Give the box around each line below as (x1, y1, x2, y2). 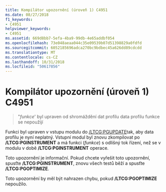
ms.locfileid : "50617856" (5, 64, 60, 69)
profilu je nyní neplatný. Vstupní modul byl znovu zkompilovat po (5, 134, 140, 140)
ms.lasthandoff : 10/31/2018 (5, 59, 65, 65)
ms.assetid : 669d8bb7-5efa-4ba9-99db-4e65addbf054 (5, 36, 115, 41)
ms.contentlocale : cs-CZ (5, 54, 58, 60)
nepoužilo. (5, 181, 27, 187)
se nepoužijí (17, 119, 43, 125)
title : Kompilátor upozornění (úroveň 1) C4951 (5, 7, 108, 13)
